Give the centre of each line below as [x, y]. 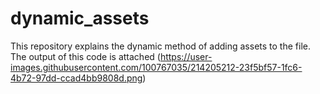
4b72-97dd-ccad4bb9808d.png [76, 78]
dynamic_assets [80, 18]
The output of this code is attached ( [85, 56]
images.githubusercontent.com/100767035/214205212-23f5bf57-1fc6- [156, 67]
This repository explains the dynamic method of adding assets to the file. [160, 46]
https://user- [186, 56]
